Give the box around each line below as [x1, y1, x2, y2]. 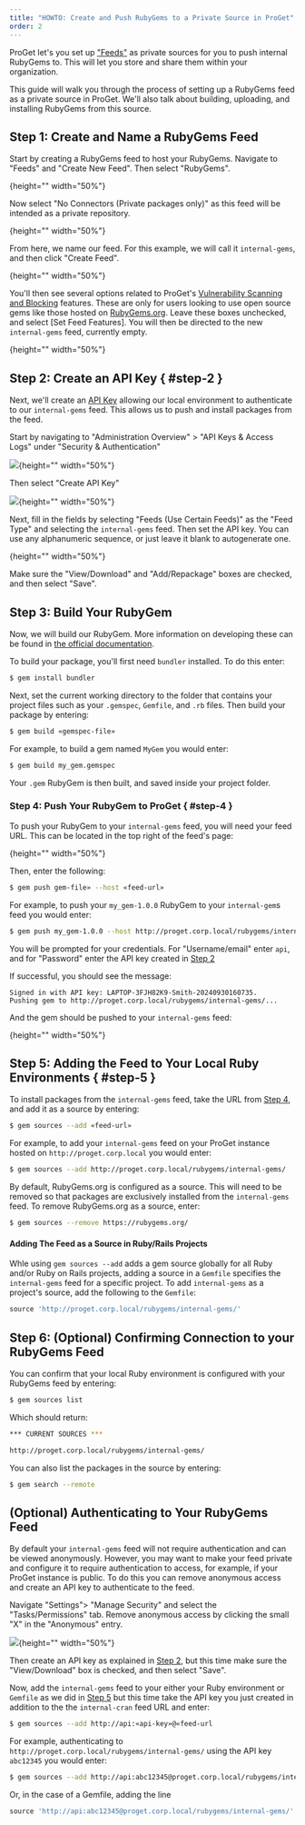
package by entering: [9, 709, 89, 720]
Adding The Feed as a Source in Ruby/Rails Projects [9, 1238, 208, 1249]
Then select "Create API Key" [9, 478, 120, 489]
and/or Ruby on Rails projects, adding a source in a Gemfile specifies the [9, 1268, 281, 1279]
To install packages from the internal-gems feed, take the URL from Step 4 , [9, 1094, 290, 1105]
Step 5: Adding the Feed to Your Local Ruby [9, 1056, 260, 1071]
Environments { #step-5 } [9, 1070, 156, 1085]
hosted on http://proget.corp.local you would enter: [9, 1147, 212, 1159]
